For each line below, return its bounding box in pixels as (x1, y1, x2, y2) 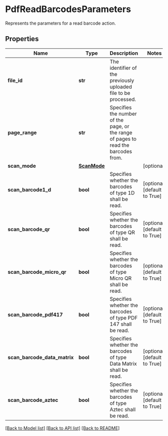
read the (109, 142, 129, 149)
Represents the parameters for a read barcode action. (5, 20, 116, 26)
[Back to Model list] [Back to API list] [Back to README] (5, 425, 120, 431)
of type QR (109, 229, 135, 236)
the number (109, 110, 137, 117)
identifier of (109, 64, 137, 71)
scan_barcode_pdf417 (7, 311, 63, 318)
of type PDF (109, 314, 138, 321)
